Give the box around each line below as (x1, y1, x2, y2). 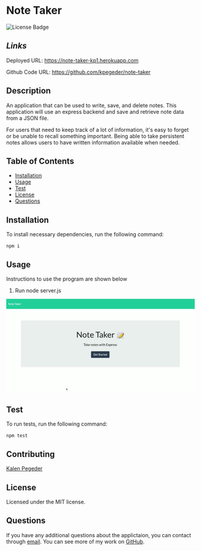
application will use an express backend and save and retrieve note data (6, 108, 184, 115)
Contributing (6, 449, 55, 459)
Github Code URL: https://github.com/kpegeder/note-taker (6, 68, 151, 76)
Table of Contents (6, 156, 75, 166)
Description (6, 86, 51, 96)
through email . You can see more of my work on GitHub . (6, 538, 145, 545)
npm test (6, 433, 28, 439)
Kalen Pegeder (6, 465, 43, 472)
